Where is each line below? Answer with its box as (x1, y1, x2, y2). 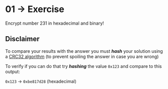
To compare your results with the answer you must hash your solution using (5, 48, 163, 54)
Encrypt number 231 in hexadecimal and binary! (5, 20, 104, 26)
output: (5, 68, 20, 74)
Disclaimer (5, 35, 40, 43)
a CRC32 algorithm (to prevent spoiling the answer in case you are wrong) (5, 53, 159, 59)
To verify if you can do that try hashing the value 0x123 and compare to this (5, 63, 162, 69)
